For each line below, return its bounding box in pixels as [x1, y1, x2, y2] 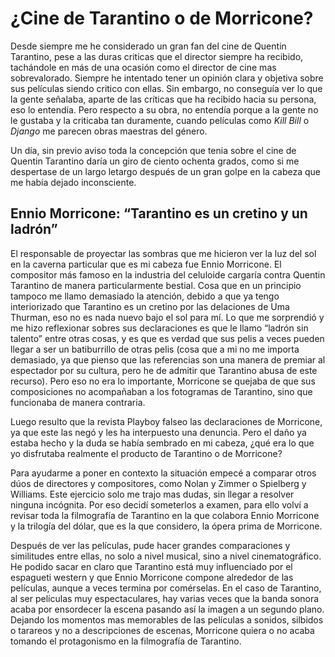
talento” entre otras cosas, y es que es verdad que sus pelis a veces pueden [10, 332, 325, 344]
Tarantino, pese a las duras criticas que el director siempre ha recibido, [10, 50, 304, 62]
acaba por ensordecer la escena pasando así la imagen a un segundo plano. [10, 603, 325, 615]
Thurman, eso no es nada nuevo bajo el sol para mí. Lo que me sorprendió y [10, 311, 325, 323]
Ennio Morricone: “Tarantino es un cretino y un [10, 205, 308, 222]
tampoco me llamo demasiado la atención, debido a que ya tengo [10, 290, 280, 302]
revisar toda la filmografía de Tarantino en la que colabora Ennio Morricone [10, 509, 320, 521]
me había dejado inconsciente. [10, 176, 137, 188]
